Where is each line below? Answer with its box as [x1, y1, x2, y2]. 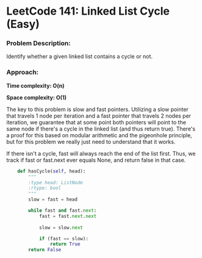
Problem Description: [6, 39, 71, 48]
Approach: [6, 68, 39, 77]
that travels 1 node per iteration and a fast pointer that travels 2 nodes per [6, 112, 191, 120]
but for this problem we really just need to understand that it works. [6, 138, 176, 145]
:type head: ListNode [28, 179, 84, 185]
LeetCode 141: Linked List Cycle [6, 4, 170, 18]
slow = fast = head [28, 196, 78, 202]
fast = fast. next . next [38, 213, 97, 219]
